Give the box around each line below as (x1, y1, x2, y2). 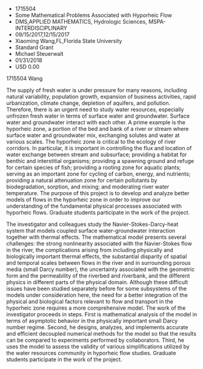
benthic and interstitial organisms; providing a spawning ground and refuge (6, 158, 195, 164)
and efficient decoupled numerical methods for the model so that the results (6, 330, 197, 337)
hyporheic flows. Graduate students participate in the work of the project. (6, 209, 190, 216)
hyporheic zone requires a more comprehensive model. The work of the (6, 304, 186, 311)
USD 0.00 (15, 63, 40, 70)
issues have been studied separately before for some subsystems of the (6, 285, 187, 292)
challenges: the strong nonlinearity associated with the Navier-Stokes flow (6, 240, 192, 247)
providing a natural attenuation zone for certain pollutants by (6, 177, 158, 184)
